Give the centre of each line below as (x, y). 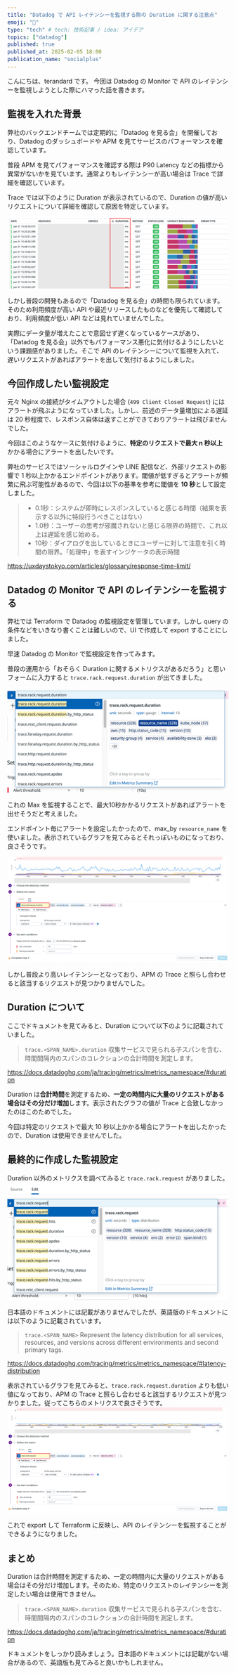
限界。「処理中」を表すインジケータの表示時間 (114, 552)
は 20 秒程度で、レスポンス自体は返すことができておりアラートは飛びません (117, 419)
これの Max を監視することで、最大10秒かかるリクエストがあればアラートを (117, 805)
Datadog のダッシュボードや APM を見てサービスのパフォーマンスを (118, 141)
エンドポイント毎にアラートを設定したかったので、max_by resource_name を (118, 828)
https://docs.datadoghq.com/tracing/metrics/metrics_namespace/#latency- (117, 1364)
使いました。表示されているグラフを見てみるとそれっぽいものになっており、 (118, 837)
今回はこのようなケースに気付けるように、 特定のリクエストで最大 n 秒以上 (115, 443)
